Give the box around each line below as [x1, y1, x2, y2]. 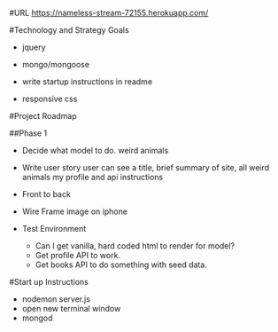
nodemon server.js [21, 294, 91, 304]
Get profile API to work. [35, 250, 121, 260]
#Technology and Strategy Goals [9, 25, 130, 35]
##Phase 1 [9, 128, 47, 138]
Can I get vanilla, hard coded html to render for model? [35, 241, 236, 251]
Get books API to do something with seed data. [35, 259, 208, 270]
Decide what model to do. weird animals [21, 146, 169, 155]
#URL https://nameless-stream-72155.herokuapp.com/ [9, 8, 209, 18]
